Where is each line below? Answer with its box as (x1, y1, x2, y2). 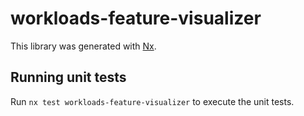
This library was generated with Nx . (10, 40, 157, 52)
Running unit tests (10, 69, 127, 86)
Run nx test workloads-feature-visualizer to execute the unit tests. (10, 95, 295, 107)
